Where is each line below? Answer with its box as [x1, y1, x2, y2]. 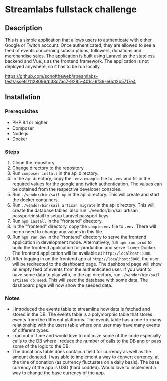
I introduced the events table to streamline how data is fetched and [12, 306, 150, 312]
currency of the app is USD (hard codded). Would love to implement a [12, 365, 156, 371]
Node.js [12, 130, 29, 136]
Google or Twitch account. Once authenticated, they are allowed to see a [5, 42, 156, 48]
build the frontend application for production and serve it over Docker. [12, 244, 157, 250]
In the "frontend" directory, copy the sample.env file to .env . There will [12, 223, 156, 229]
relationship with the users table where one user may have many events [12, 322, 160, 328]
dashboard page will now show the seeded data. [12, 282, 113, 288]
